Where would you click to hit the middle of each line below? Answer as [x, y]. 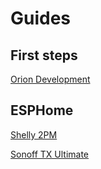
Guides [41, 18]
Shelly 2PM [34, 134]
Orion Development [50, 79]
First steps [44, 55]
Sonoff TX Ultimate [50, 154]
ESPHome [42, 110]
